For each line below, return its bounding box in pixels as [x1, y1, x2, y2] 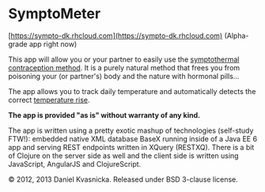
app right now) [28, 39, 78, 48]
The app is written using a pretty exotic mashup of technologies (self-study [8, 126, 254, 135]
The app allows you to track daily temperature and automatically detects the [8, 86, 256, 96]
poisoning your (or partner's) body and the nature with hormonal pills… [8, 71, 240, 81]
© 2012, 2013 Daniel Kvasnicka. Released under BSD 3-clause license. [8, 175, 239, 184]
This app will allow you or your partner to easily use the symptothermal [8, 55, 240, 64]
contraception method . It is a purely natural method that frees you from [8, 62, 240, 72]
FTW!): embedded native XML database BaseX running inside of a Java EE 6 [8, 134, 258, 143]
